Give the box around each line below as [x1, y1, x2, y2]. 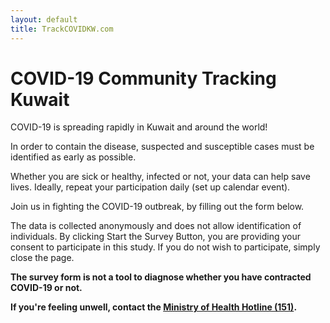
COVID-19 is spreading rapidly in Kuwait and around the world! [10, 121, 268, 133]
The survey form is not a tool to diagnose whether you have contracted [10, 271, 312, 283]
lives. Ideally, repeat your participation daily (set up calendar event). [10, 181, 291, 193]
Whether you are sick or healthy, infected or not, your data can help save [10, 171, 311, 183]
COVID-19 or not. [10, 282, 83, 294]
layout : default [10, 14, 78, 25]
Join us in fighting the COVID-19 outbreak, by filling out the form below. [10, 201, 305, 213]
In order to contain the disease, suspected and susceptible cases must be [10, 141, 315, 153]
